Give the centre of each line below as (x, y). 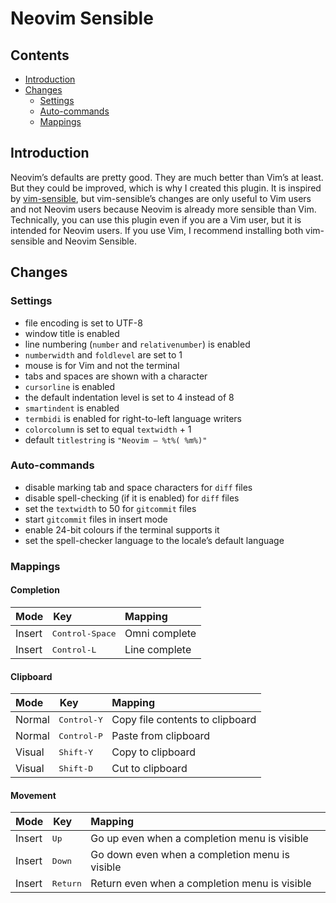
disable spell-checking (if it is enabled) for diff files (132, 498)
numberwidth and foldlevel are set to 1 (103, 354)
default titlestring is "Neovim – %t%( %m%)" (116, 439)
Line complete (158, 649)
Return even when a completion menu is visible (201, 884)
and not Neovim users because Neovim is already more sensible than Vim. (163, 209)
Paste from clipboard (160, 736)
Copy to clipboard (154, 752)
